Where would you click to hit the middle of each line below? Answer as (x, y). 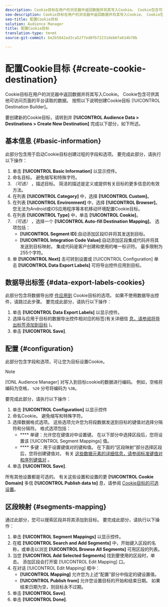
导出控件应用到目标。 (122, 265)
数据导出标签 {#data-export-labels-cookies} (75, 282)
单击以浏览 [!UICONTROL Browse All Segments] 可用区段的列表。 (94, 549)
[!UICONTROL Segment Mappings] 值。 (71, 441)
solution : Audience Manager (34, 24)
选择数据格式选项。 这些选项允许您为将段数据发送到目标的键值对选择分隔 (87, 422)
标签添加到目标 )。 (36, 325)
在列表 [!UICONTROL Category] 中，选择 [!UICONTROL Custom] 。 (82, 196)
